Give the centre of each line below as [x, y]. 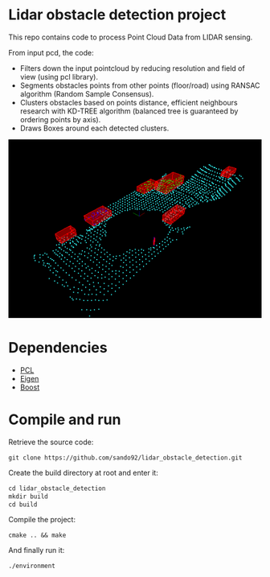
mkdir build [28, 497]
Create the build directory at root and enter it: [83, 472]
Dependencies [58, 348]
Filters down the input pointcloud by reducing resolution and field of [132, 68]
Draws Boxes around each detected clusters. [94, 128]
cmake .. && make [37, 535]
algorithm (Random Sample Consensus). [87, 93]
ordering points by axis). [60, 119]
